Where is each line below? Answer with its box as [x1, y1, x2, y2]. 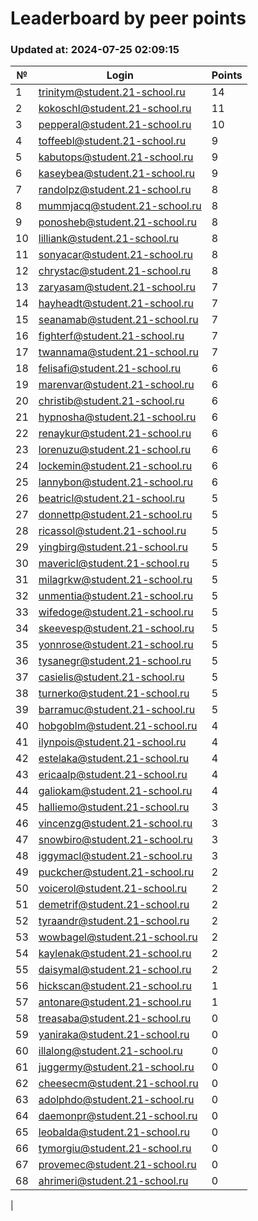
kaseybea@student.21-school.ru [38, 167, 196, 181]
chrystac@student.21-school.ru [38, 264, 192, 278]
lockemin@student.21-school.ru [38, 459, 193, 473]
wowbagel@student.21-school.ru [38, 930, 198, 944]
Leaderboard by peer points [10, 7, 247, 30]
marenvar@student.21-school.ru [38, 378, 195, 392]
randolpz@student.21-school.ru [38, 183, 192, 197]
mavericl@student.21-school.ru [38, 557, 190, 571]
